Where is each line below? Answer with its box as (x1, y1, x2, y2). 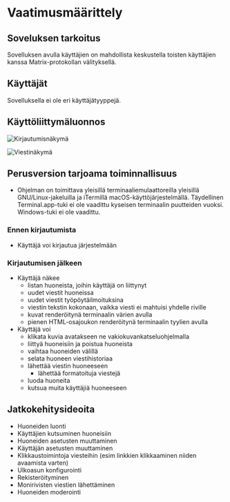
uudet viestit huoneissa (27, 288, 95, 297)
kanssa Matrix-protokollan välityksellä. (7, 58, 117, 66)
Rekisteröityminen (17, 473, 69, 481)
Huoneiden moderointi (17, 488, 82, 496)
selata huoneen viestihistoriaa (27, 354, 113, 363)
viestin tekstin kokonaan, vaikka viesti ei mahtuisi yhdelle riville (27, 303, 207, 312)
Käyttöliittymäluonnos (7, 116, 106, 128)
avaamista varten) (17, 459, 69, 467)
